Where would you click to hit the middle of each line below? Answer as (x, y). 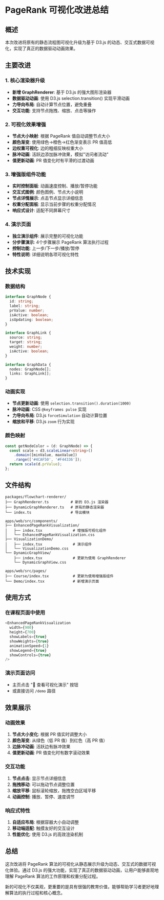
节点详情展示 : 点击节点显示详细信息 (48, 198)
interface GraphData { (28, 365)
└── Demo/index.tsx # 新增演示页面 (52, 581)
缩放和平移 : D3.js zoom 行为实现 (43, 422)
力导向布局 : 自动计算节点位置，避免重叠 (52, 104)
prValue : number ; (27, 310)
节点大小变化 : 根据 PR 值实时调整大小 (49, 734)
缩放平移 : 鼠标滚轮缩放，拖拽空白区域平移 (54, 790)
